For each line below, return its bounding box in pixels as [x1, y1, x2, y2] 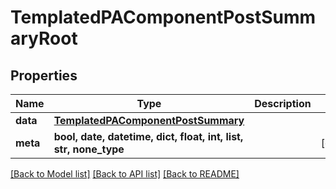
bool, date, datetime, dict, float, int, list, [53, 130, 244, 143]
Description [254, 97, 312, 110]
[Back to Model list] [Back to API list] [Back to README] [10, 168, 240, 180]
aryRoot [10, 27, 78, 50]
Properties [10, 67, 78, 84]
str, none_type [53, 142, 125, 156]
